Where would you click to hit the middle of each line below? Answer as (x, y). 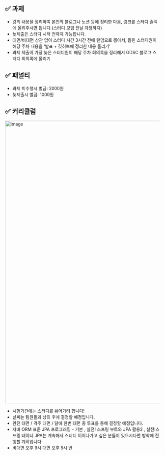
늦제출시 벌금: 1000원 (33, 94)
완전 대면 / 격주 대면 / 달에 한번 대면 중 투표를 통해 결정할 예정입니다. (78, 423)
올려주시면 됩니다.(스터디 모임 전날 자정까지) (60, 28)
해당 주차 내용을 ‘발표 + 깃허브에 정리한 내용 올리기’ (61, 46)
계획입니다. (32, 442)
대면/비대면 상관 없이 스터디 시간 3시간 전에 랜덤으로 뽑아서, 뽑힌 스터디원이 (84, 40)
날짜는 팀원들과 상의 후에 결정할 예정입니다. (54, 417)
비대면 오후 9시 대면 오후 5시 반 (42, 448)
